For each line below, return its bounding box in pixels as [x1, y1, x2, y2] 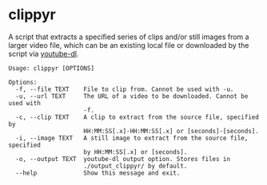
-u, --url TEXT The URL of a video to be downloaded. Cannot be [15, 92, 249, 100]
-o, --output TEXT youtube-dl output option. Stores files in [15, 155, 230, 163]
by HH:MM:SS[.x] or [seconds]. [83, 148, 188, 156]
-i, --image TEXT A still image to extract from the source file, [15, 134, 249, 142]
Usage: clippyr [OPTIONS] [8, 64, 94, 73]
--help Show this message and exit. [15, 169, 181, 177]
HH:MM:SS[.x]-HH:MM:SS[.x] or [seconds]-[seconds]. [83, 127, 260, 135]
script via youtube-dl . [8, 49, 79, 58]
